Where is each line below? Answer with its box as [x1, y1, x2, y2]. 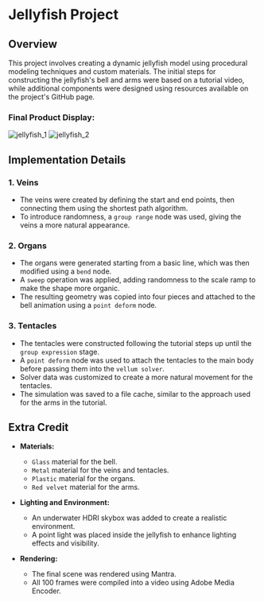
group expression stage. [19, 347, 99, 356]
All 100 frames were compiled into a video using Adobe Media [31, 578, 235, 588]
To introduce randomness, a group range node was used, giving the [19, 212, 242, 221]
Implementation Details [8, 153, 126, 166]
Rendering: [19, 554, 58, 564]
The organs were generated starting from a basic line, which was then [19, 258, 250, 268]
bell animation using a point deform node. [19, 301, 157, 310]
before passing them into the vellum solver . [19, 363, 165, 373]
